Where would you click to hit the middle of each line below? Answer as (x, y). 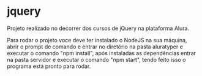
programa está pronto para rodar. (49, 66)
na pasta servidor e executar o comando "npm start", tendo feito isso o (96, 59)
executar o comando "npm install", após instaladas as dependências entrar (102, 53)
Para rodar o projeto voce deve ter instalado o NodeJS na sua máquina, (97, 40)
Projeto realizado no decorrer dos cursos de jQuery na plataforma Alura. (98, 28)
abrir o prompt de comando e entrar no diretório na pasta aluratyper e (95, 47)
